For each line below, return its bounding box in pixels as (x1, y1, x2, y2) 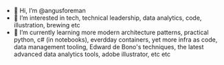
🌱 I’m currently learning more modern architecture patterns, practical (13, 28, 209, 36)
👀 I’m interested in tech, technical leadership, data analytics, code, (13, 14, 202, 22)
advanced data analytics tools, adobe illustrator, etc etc (13, 50, 170, 58)
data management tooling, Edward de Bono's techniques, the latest (13, 43, 204, 51)
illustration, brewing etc (13, 21, 80, 29)
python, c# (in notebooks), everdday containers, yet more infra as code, (13, 36, 218, 44)
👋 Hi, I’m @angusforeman (13, 7, 86, 14)
